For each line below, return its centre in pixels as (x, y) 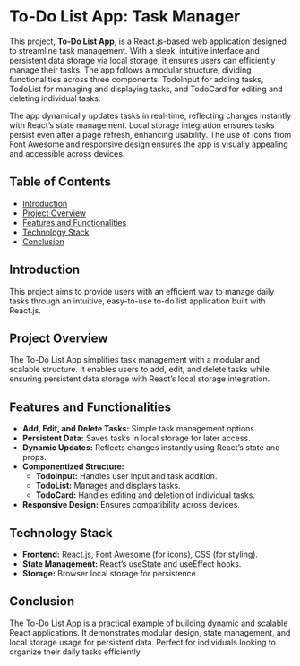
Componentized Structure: (73, 466)
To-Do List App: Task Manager (125, 17)
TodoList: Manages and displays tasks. (108, 486)
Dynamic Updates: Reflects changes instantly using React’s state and (151, 448)
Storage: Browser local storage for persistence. (110, 573)
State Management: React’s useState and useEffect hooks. (132, 564)
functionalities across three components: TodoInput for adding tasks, (137, 79)
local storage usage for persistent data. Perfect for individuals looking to (142, 642)
